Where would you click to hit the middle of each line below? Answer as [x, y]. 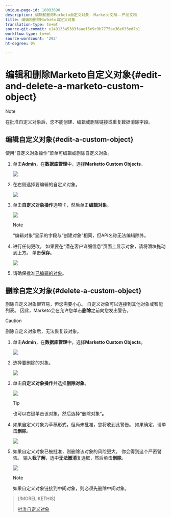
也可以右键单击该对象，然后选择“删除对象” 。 [59, 414]
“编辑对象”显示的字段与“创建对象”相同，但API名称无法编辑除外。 [81, 235]
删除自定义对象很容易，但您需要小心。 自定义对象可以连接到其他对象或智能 [84, 304]
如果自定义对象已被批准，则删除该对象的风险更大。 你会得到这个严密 [85, 451]
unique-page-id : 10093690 [33, 10]
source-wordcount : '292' [32, 39]
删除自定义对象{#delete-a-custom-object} [74, 291]
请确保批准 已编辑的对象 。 [40, 273]
